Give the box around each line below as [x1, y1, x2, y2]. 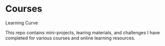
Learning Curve [5, 20, 38, 26]
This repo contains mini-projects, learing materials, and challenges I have [5, 29, 160, 35]
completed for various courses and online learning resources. [5, 35, 136, 41]
